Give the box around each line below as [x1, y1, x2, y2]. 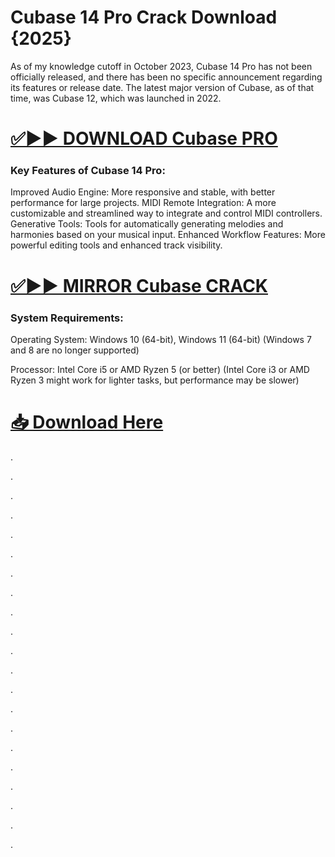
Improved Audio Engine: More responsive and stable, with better [10, 186, 276, 198]
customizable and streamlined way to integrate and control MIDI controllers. [10, 207, 323, 220]
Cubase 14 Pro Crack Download [10, 6, 278, 29]
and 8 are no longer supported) [10, 344, 140, 356]
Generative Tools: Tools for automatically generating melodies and [10, 218, 284, 230]
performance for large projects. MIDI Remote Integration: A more [10, 197, 277, 209]
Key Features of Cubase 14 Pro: [10, 164, 166, 178]
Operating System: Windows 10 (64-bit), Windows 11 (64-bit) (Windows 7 [10, 333, 312, 345]
